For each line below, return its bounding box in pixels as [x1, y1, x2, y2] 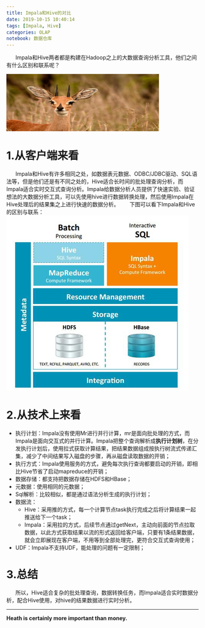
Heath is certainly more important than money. [6, 614, 128, 622]
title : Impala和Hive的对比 [6, 10, 71, 16]
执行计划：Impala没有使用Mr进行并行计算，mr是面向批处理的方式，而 [15, 430, 190, 436]
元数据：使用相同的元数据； [15, 483, 85, 490]
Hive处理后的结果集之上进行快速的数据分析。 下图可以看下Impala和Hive [6, 201, 195, 208]
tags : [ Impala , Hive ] [6, 23, 62, 29]
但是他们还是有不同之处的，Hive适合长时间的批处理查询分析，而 [22, 178, 184, 186]
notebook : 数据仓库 [6, 35, 52, 42]
